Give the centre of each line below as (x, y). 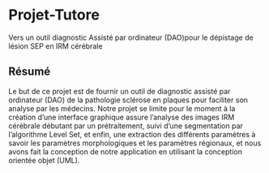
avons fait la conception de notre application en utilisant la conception (126, 151)
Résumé (30, 72)
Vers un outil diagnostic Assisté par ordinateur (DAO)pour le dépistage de (131, 37)
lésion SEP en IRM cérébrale (56, 45)
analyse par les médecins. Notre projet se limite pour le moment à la (122, 108)
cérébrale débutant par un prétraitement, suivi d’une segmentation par (126, 125)
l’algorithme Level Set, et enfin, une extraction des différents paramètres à (132, 134)
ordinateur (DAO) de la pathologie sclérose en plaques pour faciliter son (128, 100)
